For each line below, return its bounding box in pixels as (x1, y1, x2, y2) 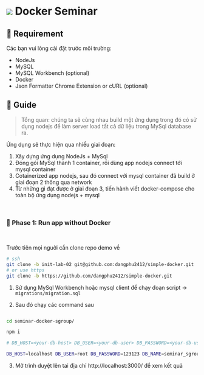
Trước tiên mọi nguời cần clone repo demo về (6, 244, 120, 251)
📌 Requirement (6, 29, 64, 39)
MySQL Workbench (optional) (15, 69, 90, 77)
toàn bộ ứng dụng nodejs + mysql (15, 191, 100, 198)
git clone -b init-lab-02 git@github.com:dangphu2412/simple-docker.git (6, 261, 194, 267)
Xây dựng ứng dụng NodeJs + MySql (15, 152, 108, 159)
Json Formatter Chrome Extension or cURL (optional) (15, 82, 148, 89)
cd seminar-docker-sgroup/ (6, 318, 75, 324)
